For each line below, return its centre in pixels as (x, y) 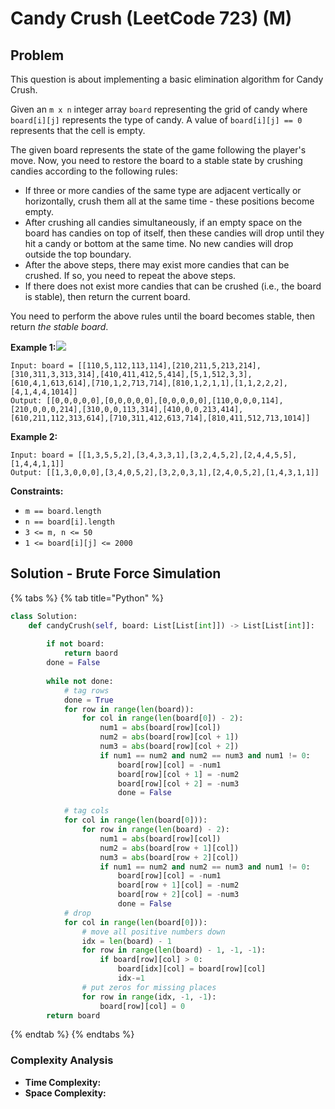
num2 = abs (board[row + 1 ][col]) (169, 848)
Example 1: (33, 347)
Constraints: (37, 491)
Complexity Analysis (62, 1060)
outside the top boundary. (78, 254)
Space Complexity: (65, 1093)
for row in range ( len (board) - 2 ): (155, 830)
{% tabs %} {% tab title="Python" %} (87, 598)
